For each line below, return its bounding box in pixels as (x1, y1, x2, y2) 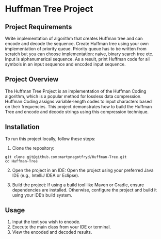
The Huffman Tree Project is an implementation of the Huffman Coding (5, 88, 146, 94)
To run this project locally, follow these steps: (5, 136, 96, 142)
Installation (5, 123, 40, 131)
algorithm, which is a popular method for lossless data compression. (5, 93, 142, 99)
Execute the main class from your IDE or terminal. (12, 224, 111, 230)
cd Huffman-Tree (5, 159, 38, 163)
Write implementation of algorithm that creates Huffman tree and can (5, 35, 143, 41)
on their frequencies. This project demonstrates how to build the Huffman (5, 103, 152, 110)
